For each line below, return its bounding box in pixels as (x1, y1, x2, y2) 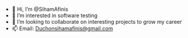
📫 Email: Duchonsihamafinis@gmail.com (11, 25, 113, 32)
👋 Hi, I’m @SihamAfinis (11, 6, 69, 12)
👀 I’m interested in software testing (11, 12, 98, 19)
